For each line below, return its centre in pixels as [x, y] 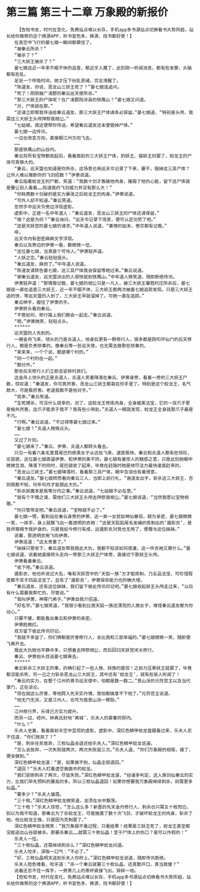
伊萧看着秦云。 [30, 561]
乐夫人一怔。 [27, 839]
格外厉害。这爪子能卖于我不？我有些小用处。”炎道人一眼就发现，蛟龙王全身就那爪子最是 [102, 409]
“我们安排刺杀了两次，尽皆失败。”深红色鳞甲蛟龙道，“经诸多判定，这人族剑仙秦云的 [101, 775]
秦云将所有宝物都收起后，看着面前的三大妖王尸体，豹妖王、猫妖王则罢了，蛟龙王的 [101, 156]
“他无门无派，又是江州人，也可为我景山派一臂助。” [67, 700]
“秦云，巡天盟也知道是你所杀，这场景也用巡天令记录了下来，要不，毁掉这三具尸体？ [102, 168]
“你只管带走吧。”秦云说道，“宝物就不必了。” [60, 510]
